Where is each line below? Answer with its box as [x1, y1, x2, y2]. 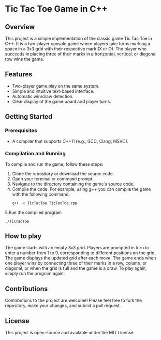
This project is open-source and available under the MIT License [5, 330, 134, 336]
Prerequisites [5, 127, 37, 134]
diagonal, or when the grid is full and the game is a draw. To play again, [5, 265, 147, 271]
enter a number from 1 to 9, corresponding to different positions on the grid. [5, 250, 156, 256]
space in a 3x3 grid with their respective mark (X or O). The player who [5, 46, 146, 51]
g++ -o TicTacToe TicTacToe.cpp [12, 200, 77, 206]
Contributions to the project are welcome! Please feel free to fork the [5, 297, 142, 304]
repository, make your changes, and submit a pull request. [5, 303, 121, 308]
